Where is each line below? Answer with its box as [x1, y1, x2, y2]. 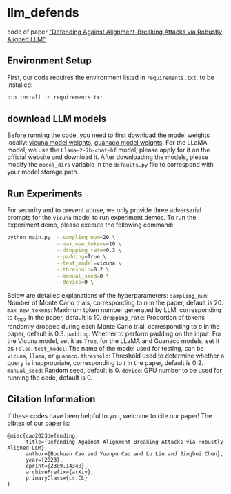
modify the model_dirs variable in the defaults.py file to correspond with [7, 161, 214, 169]
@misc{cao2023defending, [7, 432, 79, 439]
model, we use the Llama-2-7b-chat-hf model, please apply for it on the [7, 146, 210, 154]
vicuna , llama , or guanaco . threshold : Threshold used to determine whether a [7, 351, 225, 360]
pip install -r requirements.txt [7, 94, 103, 101]
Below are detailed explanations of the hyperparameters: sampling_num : [7, 291, 209, 300]
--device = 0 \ [56, 279, 94, 286]
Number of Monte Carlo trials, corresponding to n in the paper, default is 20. [7, 298, 224, 307]
